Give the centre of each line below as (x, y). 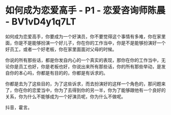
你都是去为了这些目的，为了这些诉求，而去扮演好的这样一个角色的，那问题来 (85, 84)
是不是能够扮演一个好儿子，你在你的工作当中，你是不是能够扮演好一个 (92, 43)
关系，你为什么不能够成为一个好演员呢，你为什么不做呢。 (65, 96)
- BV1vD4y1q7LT (41, 22)
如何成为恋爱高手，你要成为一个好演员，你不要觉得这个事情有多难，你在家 (83, 36)
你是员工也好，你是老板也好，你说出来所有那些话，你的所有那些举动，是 (85, 66)
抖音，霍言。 (19, 107)
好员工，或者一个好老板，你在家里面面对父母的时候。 (61, 49)
